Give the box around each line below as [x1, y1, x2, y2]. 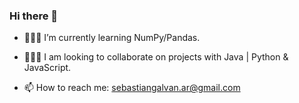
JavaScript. [23, 62, 72, 74]
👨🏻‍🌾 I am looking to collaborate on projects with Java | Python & [23, 51, 289, 63]
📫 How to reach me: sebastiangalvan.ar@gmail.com [23, 82, 241, 94]
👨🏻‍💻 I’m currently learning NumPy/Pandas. [23, 32, 201, 44]
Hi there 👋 [9, 9, 59, 23]
